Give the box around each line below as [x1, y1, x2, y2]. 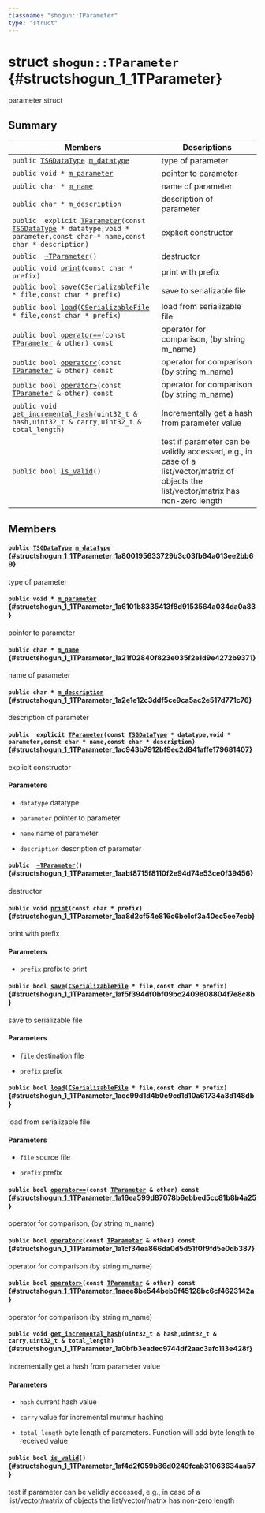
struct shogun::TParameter [8, 53, 180, 71]
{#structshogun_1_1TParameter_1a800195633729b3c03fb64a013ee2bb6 [8, 551, 254, 561]
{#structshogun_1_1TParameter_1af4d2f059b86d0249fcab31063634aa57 [8, 1461, 256, 1470]
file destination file [19, 1051, 84, 1060]
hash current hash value [19, 1397, 97, 1407]
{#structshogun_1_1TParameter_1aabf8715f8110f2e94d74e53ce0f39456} [8, 869, 254, 878]
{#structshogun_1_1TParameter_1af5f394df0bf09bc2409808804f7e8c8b [8, 989, 256, 999]
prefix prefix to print [19, 964, 88, 974]
